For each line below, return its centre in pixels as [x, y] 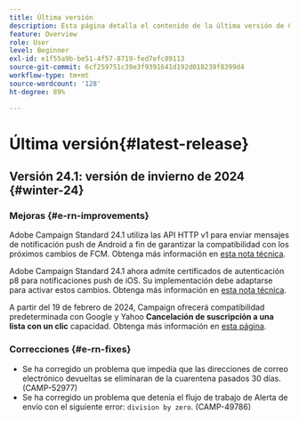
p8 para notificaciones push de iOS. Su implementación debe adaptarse [141, 280]
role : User [29, 42]
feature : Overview [43, 34]
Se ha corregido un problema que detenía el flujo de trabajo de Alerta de [155, 397]
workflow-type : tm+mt [49, 76]
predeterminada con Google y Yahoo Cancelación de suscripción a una [141, 317]
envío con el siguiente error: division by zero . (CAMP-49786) [137, 407]
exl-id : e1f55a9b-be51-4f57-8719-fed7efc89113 [97, 59]
